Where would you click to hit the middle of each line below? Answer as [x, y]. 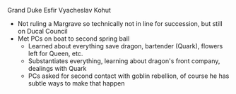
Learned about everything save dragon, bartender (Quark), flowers [125, 46]
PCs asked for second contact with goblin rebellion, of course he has [129, 76]
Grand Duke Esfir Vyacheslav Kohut [59, 10]
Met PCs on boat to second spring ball [73, 39]
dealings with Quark [57, 68]
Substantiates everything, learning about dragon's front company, [124, 61]
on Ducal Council [43, 31]
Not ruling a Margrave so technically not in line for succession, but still [120, 23]
